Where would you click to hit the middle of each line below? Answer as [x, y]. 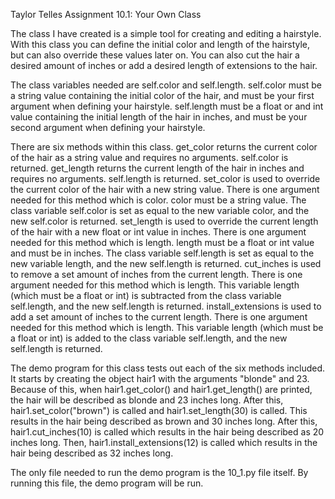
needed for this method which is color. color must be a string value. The [158, 200]
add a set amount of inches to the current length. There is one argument [159, 317]
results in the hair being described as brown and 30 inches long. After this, [164, 421]
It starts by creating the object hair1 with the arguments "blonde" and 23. [160, 378]
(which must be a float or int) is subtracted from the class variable [146, 295]
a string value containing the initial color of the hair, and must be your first [162, 95]
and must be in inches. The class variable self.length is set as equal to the [162, 253]
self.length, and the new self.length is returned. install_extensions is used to [166, 306]
